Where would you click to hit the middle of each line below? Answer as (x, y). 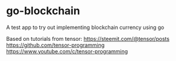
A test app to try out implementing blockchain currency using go (85, 27)
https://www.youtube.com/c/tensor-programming (67, 51)
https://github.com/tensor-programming (55, 45)
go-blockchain (43, 11)
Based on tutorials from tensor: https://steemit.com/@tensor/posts (88, 38)
